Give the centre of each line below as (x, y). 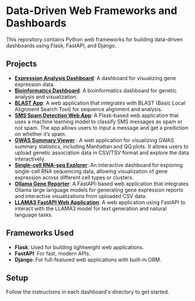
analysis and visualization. (46, 96)
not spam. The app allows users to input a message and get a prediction (101, 127)
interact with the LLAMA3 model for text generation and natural (90, 208)
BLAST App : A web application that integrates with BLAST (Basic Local (100, 103)
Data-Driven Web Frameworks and (92, 11)
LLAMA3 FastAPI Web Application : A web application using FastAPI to (100, 202)
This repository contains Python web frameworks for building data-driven (94, 39)
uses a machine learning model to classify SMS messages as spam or (98, 122)
